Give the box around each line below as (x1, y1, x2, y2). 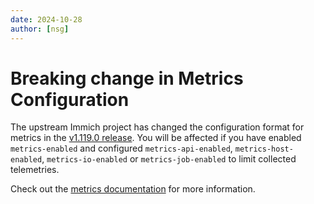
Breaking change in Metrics (10, 67, 244, 90)
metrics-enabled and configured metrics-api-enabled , (10, 142, 233, 155)
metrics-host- (234, 144, 294, 155)
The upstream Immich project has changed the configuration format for (10, 121, 305, 133)
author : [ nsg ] (10, 24, 70, 34)
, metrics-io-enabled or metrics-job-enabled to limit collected (41, 153, 297, 165)
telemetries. (10, 164, 60, 176)
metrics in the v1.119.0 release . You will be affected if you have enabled (10, 132, 302, 144)
